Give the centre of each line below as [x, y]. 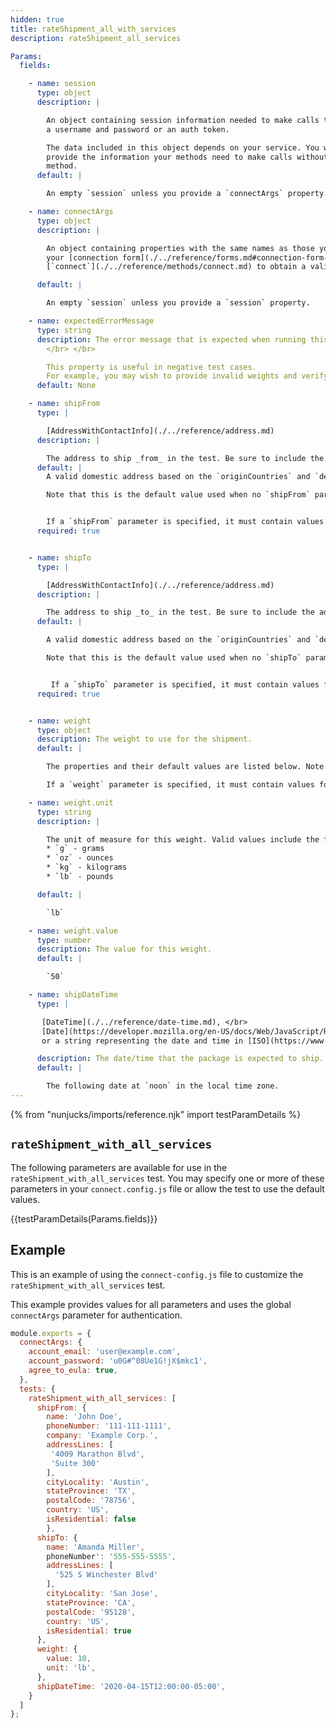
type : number [64, 940]
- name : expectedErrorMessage [91, 321]
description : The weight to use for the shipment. [144, 739]
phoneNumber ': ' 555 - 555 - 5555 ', [111, 1556]
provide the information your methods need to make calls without [187, 157]
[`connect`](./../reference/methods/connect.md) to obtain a [176, 267]
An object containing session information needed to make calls [183, 120]
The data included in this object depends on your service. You [183, 147]
